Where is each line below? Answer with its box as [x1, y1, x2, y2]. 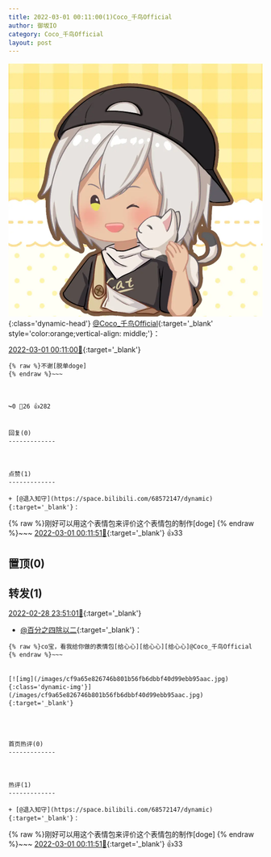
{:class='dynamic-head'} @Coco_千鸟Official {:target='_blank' [8, 319, 214, 329]
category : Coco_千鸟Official [8, 30, 104, 38]
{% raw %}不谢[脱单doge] [8, 362, 87, 371]
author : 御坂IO [8, 21, 57, 30]
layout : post [8, 39, 52, 47]
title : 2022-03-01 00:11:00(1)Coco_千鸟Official [8, 13, 173, 21]
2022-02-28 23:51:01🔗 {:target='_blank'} [8, 608, 142, 618]
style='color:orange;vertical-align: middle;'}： [8, 329, 161, 338]
